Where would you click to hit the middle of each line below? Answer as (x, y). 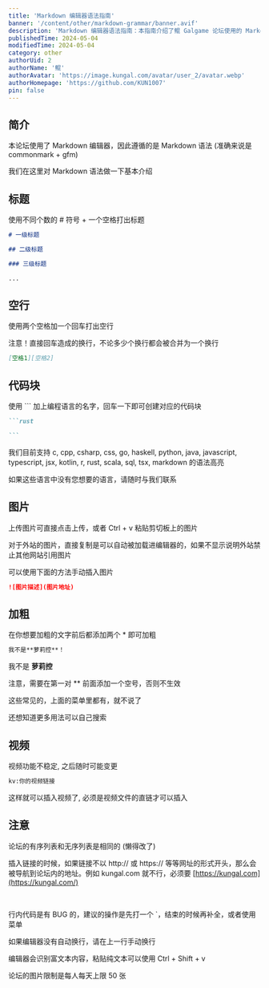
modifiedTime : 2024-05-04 (51, 46)
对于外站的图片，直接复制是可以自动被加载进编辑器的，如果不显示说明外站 (131, 545)
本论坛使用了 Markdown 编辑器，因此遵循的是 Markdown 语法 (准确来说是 (130, 146)
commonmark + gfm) (43, 155)
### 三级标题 (28, 264)
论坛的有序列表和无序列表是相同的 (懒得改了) (82, 846)
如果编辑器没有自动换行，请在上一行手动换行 (82, 941)
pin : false (26, 90)
